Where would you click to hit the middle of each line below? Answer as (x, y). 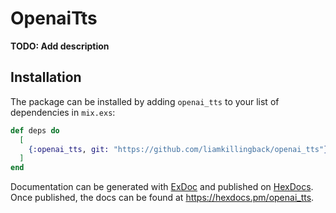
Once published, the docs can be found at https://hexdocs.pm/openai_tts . (162, 198)
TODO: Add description (60, 46)
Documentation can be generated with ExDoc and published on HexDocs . (162, 187)
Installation (46, 77)
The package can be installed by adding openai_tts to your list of (145, 101)
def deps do (35, 130)
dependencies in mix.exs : (63, 112)
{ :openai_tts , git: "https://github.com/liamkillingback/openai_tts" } (178, 149)
